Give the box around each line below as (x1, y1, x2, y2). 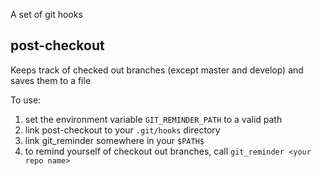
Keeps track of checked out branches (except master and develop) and (10, 64, 304, 76)
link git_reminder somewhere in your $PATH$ (24, 134, 205, 146)
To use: (10, 94, 42, 106)
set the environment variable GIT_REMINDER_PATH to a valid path (24, 113, 283, 125)
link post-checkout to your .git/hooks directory (24, 124, 221, 136)
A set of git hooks (10, 9, 83, 20)
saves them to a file (10, 74, 92, 86)
